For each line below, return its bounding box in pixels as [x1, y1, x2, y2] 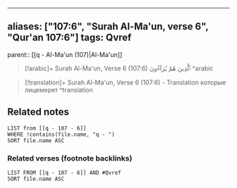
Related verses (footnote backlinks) [7, 153, 133, 163]
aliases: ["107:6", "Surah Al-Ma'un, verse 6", [7, 20, 209, 32]
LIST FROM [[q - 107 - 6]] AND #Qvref [7, 169, 121, 176]
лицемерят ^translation [24, 85, 94, 94]
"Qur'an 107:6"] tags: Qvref [7, 32, 132, 44]
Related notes [7, 106, 69, 118]
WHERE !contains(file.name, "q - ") [7, 131, 115, 138]
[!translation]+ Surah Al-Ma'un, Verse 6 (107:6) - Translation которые [24, 78, 226, 87]
